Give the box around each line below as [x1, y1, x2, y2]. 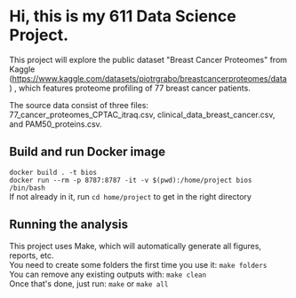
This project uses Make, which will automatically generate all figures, [9, 240, 262, 251]
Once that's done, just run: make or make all [9, 278, 169, 289]
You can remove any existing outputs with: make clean [9, 269, 207, 279]
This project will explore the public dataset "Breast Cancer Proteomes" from [9, 54, 287, 65]
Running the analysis [9, 217, 129, 232]
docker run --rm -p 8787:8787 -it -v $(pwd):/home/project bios [9, 176, 252, 184]
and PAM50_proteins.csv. [9, 118, 102, 129]
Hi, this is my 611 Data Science [9, 6, 237, 27]
